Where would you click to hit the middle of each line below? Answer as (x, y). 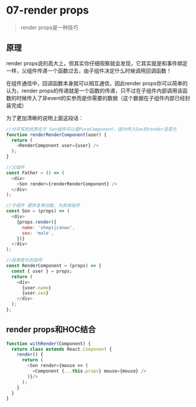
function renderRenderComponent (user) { (57, 135)
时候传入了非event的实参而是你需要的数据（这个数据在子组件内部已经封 (103, 98)
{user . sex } (35, 293)
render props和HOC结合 (51, 330)
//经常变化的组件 (24, 260)
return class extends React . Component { (62, 349)
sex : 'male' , (38, 233)
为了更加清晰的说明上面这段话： (45, 118)
